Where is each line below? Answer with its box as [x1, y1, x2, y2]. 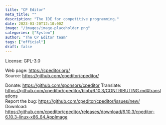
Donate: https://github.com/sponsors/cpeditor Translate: [5, 82, 121, 88]
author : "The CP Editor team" [5, 35, 68, 40]
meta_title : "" [5, 12, 37, 17]
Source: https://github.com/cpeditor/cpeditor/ [5, 72, 99, 78]
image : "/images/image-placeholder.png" [5, 26, 91, 31]
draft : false [5, 44, 32, 49]
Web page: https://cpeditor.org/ [5, 67, 70, 73]
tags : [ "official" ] [5, 40, 46, 45]
